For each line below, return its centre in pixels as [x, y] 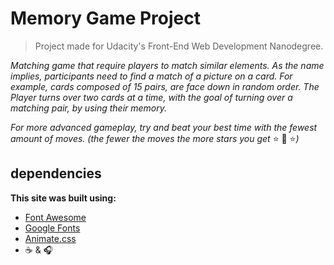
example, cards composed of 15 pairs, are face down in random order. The [165, 86]
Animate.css [50, 238]
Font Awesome [55, 217]
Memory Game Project [105, 18]
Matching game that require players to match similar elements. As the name [167, 65]
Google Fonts [52, 228]
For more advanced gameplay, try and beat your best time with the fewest [164, 127]
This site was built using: [63, 198]
